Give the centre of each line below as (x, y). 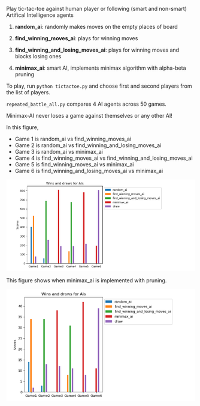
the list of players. (28, 92)
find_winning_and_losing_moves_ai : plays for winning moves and (97, 50)
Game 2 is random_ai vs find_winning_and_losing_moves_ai (88, 145)
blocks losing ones (38, 56)
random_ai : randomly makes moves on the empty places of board (96, 27)
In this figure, (22, 127)
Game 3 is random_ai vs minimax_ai (59, 152)
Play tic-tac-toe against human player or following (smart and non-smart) (97, 9)
